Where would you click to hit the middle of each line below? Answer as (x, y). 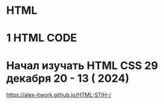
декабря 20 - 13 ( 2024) (68, 78)
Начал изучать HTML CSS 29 (82, 65)
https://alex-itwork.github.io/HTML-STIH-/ (59, 95)
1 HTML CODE (42, 38)
